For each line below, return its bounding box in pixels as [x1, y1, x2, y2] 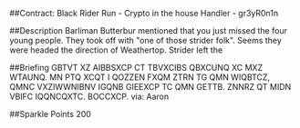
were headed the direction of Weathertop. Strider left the [9, 44, 223, 55]
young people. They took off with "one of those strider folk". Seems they [9, 35, 283, 45]
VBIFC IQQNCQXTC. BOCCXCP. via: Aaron [9, 91, 170, 102]
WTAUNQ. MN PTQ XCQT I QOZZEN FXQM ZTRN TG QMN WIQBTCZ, [9, 72, 271, 83]
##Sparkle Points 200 [9, 109, 91, 119]
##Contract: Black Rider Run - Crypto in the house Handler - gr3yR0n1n [9, 8, 279, 18]
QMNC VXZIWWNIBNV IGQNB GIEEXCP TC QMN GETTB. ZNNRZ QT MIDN [9, 82, 292, 92]
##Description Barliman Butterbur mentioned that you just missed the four [9, 25, 287, 35]
